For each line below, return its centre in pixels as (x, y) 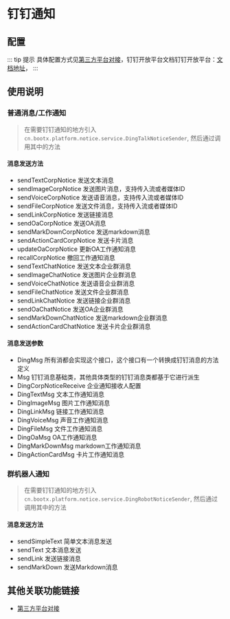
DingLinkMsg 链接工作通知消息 (60, 412)
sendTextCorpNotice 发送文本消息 (66, 180)
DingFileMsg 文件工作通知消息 (60, 429)
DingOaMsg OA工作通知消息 (57, 437)
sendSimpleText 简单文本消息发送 (65, 541)
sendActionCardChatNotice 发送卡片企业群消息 (84, 326)
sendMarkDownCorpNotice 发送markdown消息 (83, 232)
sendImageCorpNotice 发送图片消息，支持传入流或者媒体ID (101, 188)
